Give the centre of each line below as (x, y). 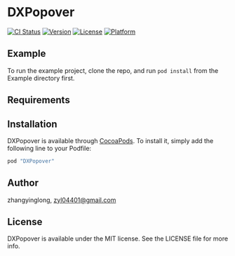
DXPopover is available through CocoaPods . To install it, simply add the (110, 140)
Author (23, 183)
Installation (32, 124)
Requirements (39, 100)
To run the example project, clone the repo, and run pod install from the (113, 70)
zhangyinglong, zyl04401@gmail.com (62, 200)
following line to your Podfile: (49, 148)
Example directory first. (41, 78)
